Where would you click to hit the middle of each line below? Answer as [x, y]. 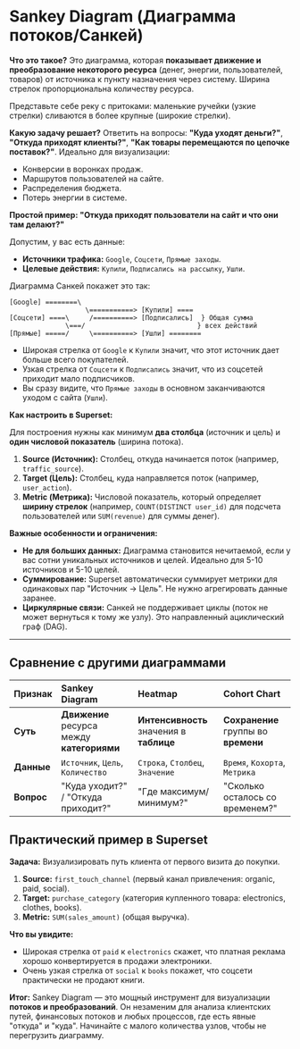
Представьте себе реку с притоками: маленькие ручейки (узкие [133, 105]
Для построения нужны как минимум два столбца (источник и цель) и [145, 432]
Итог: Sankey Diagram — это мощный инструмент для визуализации [140, 997]
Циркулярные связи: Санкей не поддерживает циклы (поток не [145, 607]
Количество [84, 772]
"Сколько [244, 785]
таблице [157, 742]
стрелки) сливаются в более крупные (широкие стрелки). [120, 115]
